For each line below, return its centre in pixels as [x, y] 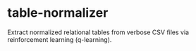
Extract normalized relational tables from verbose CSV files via [98, 32]
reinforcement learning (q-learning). [60, 39]
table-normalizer [58, 13]
